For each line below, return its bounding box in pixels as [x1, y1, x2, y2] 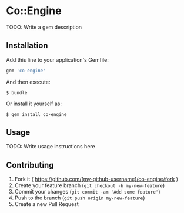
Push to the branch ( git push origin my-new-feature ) [14, 194, 145, 201]
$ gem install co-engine [6, 111, 67, 117]
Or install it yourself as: [6, 100, 62, 107]
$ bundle [6, 89, 28, 95]
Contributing [6, 160, 54, 170]
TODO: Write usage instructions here [6, 143, 95, 150]
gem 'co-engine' [6, 68, 46, 74]
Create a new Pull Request [14, 201, 79, 208]
